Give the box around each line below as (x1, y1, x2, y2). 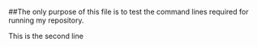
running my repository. (8, 15, 84, 25)
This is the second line (8, 32, 84, 41)
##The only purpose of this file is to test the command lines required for (8, 7, 249, 16)
